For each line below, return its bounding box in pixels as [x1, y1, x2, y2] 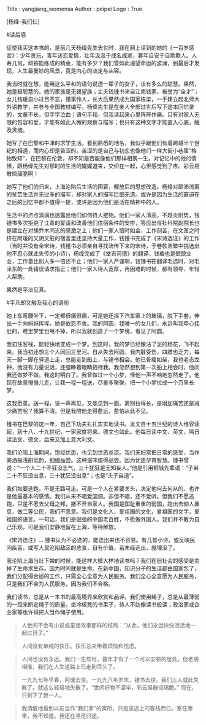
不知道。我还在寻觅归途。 [37, 712, 102, 719]
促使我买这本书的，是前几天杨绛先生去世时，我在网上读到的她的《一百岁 [6, 44, 189, 51]
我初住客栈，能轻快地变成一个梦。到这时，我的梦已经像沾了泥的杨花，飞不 [6, 340, 194, 348]
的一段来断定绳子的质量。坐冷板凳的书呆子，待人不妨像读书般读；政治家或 [6, 601, 194, 608]
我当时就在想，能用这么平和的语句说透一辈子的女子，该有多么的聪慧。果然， [6, 80, 200, 87]
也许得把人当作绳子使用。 [22, 608, 87, 616]
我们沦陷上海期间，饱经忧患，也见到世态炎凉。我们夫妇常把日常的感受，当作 [6, 449, 200, 456]
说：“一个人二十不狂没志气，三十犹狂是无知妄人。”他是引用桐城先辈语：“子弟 [6, 464, 199, 471]
